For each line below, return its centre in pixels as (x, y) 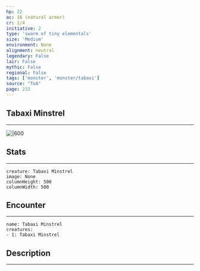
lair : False (21, 61)
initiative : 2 (24, 28)
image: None (21, 176)
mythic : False (24, 67)
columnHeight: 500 (29, 182)
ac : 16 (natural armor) (36, 17)
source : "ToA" (24, 84)
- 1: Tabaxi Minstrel (33, 235)
